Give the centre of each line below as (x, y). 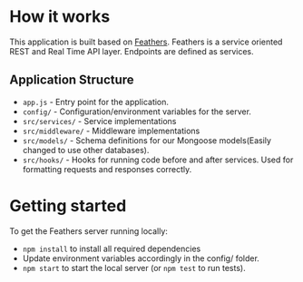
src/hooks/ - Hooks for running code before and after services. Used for (158, 160)
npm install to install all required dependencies (112, 248)
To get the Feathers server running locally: (88, 231)
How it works (60, 17)
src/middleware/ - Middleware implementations (111, 131)
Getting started (68, 205)
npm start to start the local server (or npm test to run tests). (134, 267)
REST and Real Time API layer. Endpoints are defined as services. (132, 51)
